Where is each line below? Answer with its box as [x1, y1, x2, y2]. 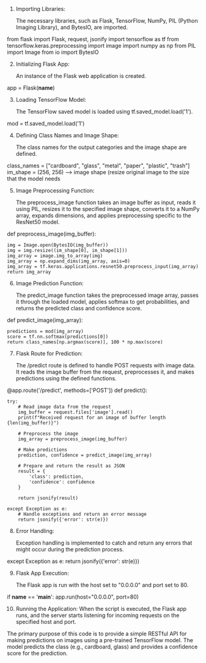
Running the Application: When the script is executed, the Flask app [15, 605, 187, 612]
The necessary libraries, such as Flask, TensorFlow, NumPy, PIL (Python [15, 17, 198, 24]
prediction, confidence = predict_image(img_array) [18, 452, 152, 458]
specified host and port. [15, 618, 76, 625]
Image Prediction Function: [15, 280, 84, 287]
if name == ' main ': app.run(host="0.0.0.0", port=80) [7, 593, 139, 600]
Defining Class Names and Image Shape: [15, 132, 119, 139]
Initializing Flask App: [15, 61, 70, 67]
